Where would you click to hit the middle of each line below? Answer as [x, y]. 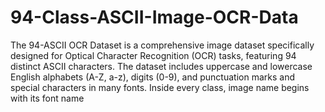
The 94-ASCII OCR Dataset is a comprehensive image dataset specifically [162, 45]
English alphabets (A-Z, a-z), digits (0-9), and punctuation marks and [152, 77]
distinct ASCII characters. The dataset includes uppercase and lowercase [161, 66]
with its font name [47, 98]
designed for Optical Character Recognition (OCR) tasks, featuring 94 [153, 55]
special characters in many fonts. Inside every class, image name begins [160, 87]
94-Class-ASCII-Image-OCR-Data [154, 17]
